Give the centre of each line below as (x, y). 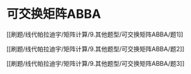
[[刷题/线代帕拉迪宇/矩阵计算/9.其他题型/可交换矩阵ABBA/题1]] (95, 34)
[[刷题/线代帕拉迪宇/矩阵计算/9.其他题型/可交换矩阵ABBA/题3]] (95, 63)
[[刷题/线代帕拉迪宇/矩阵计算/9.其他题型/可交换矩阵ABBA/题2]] (95, 49)
